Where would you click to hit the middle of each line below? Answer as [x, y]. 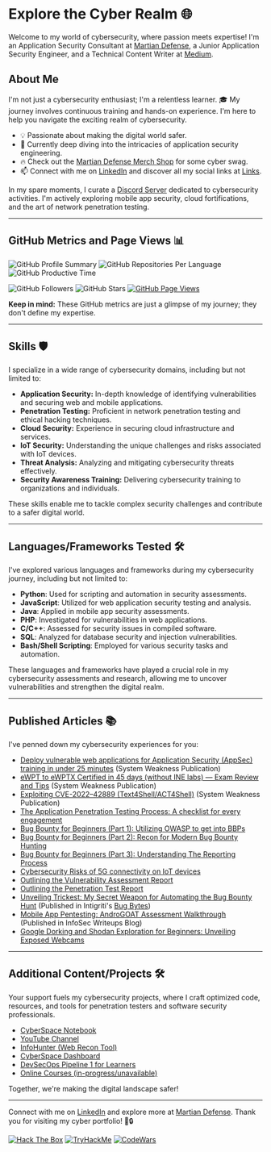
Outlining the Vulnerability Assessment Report [96, 880]
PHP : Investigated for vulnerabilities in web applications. [113, 620]
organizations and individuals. [69, 488]
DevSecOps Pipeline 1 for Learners [78, 1064]
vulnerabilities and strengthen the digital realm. [86, 687]
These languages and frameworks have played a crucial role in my [119, 670]
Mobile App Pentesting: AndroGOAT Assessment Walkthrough [123, 914]
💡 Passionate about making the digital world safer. [103, 135]
